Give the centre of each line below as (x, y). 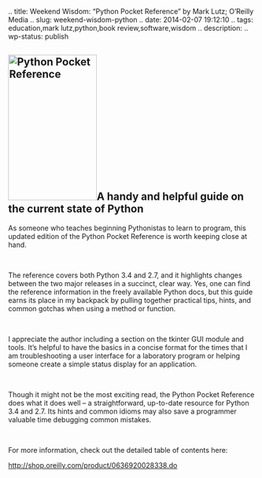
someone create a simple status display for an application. (103, 364)
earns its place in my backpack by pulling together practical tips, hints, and (130, 300)
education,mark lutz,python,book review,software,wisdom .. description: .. (128, 28)
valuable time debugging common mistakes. (80, 419)
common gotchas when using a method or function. (92, 308)
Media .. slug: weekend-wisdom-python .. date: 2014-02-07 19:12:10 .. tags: (131, 20)
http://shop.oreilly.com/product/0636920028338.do (93, 465)
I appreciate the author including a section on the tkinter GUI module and (126, 339)
